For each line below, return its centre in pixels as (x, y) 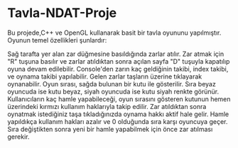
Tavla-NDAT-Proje (62, 13)
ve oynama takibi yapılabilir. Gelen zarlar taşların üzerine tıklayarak (105, 76)
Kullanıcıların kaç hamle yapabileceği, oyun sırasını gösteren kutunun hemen (119, 99)
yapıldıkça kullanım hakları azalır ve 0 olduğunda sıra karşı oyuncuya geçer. (118, 121)
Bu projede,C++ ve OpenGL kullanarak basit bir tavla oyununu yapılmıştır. (114, 33)
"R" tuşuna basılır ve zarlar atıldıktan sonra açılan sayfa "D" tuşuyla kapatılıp (119, 61)
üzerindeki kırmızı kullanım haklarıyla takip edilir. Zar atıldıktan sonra (107, 106)
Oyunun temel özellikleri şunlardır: (57, 40)
